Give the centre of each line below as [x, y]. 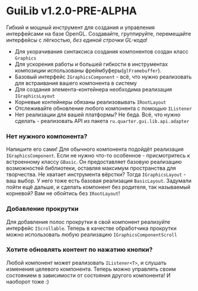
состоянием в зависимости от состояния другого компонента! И [88, 275]
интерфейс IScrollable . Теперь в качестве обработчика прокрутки [91, 228]
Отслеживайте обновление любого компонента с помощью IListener [103, 108]
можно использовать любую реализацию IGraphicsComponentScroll [92, 234]
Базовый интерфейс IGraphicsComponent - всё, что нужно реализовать [103, 77]
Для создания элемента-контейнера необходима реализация [93, 89]
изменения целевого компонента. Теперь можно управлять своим [91, 269]
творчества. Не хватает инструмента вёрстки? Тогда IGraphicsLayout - [96, 175]
